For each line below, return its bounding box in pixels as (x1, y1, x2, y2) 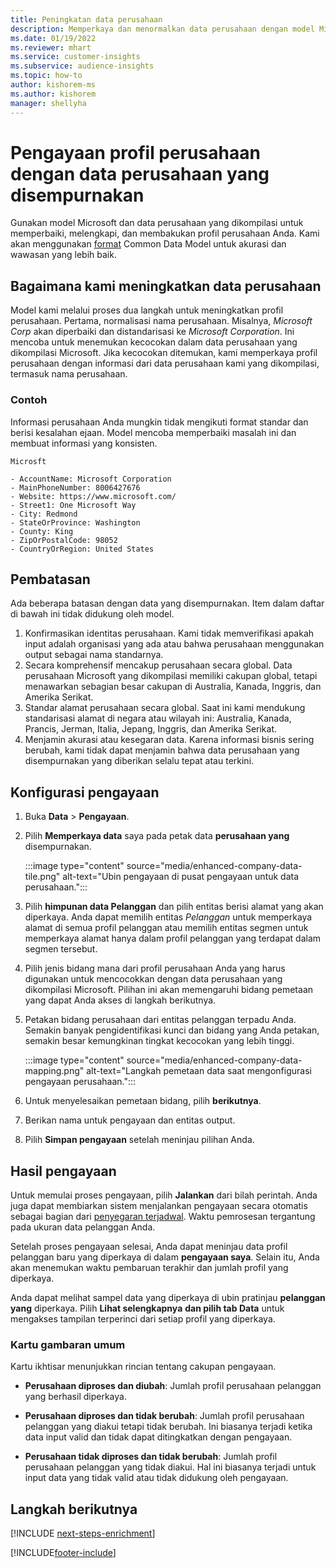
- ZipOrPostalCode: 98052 (10, 535, 118, 545)
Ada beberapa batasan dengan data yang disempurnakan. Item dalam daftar (10, 597, 325, 610)
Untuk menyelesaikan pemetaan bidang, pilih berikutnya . (24, 1095, 262, 1107)
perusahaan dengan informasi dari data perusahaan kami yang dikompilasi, (10, 357, 320, 370)
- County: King (10, 526, 74, 536)
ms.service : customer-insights (10, 52, 141, 62)
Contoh (10, 393, 48, 407)
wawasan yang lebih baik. (10, 249, 117, 261)
